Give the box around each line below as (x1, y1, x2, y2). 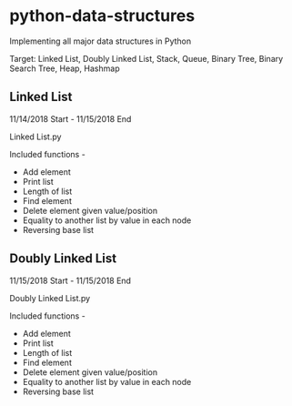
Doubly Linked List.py (9, 292, 91, 303)
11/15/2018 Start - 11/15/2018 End (9, 275, 132, 286)
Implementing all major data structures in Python (9, 36, 192, 46)
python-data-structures (9, 5, 196, 26)
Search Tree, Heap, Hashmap (9, 63, 120, 74)
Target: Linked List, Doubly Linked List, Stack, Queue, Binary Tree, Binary (9, 53, 284, 64)
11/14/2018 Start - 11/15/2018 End (9, 113, 132, 124)
